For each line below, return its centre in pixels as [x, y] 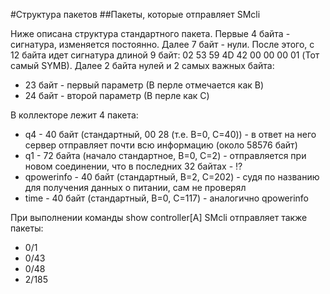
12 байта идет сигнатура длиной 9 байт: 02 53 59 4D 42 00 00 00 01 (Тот [165, 55]
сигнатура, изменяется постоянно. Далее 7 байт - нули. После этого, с [162, 44]
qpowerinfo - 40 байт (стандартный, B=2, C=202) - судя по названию [172, 177]
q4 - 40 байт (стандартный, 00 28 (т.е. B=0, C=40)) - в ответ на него [170, 134]
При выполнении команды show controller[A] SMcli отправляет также [159, 217]
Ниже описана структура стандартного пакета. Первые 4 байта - [150, 33]
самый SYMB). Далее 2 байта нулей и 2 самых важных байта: [142, 65]
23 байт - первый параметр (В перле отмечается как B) [144, 85]
